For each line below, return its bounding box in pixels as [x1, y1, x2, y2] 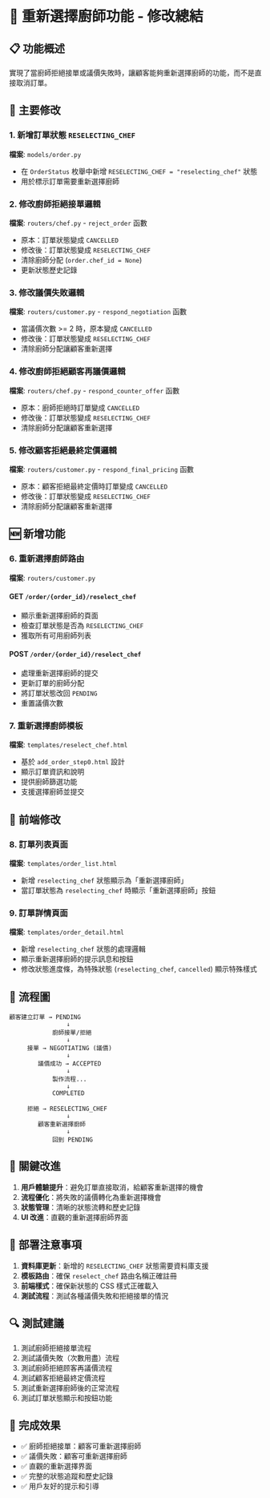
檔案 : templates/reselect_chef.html [9, 740, 128, 750]
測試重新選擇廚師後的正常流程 [20, 1383, 119, 1392]
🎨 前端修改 [9, 812, 61, 826]
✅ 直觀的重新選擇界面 [20, 1461, 93, 1471]
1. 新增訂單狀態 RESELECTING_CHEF [9, 130, 135, 141]
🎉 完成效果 [9, 1419, 61, 1432]
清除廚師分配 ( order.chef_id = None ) [20, 255, 143, 264]
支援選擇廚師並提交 [20, 787, 85, 797]
